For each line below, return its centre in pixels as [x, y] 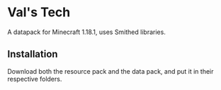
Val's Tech [39, 12]
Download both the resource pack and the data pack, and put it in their [110, 71]
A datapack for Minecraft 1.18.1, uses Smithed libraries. [87, 32]
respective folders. [35, 79]
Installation [33, 54]
